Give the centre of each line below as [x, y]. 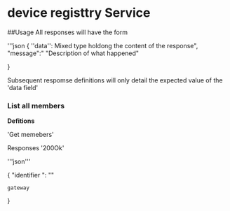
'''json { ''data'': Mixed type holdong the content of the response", [103, 45]
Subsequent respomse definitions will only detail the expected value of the [115, 80]
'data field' [23, 87]
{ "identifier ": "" [31, 175]
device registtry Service [79, 13]
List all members [36, 105]
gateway [19, 188]
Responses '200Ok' [36, 148]
